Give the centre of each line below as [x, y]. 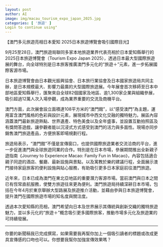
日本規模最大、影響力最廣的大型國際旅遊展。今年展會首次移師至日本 [86, 87]
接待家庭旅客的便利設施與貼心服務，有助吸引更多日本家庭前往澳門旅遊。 [81, 168]
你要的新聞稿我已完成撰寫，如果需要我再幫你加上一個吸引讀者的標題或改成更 [81, 233]
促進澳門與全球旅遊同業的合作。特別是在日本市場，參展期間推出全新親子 [86, 150]
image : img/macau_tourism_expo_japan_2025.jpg [53, 18]
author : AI [16, 14]
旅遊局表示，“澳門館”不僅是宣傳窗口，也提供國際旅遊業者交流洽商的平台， [79, 144]
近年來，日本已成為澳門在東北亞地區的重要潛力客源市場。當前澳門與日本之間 [81, 178]
